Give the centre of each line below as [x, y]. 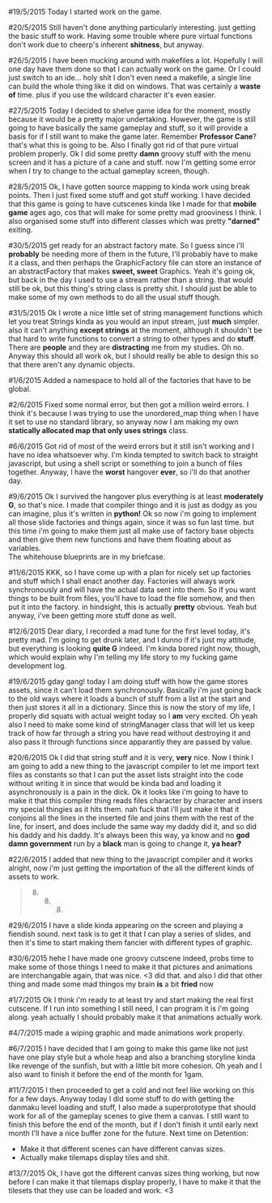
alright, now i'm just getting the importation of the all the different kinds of [132, 868]
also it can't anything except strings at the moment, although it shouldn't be [136, 330]
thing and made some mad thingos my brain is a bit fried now [111, 984]
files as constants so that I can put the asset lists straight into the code [126, 775]
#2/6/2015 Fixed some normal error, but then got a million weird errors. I [129, 404]
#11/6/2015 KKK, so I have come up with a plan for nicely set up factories [130, 572]
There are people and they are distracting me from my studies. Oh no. [126, 347]
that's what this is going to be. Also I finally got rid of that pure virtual [123, 145]
